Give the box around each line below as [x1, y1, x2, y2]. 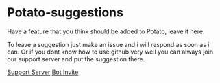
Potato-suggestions [7, 5, 123, 20]
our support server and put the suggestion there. [7, 54, 145, 63]
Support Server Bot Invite [7, 68, 79, 76]
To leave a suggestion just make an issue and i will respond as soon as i [7, 40, 210, 48]
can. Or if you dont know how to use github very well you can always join [7, 48, 214, 56]
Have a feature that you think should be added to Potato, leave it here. [7, 27, 205, 35]
